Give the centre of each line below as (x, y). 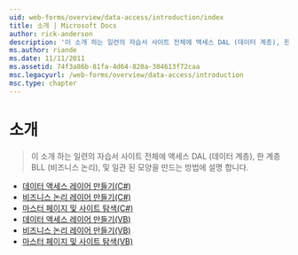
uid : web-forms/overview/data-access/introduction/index (117, 17)
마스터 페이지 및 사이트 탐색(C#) (78, 208)
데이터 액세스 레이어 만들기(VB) (76, 219)
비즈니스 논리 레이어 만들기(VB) (76, 230)
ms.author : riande (43, 50)
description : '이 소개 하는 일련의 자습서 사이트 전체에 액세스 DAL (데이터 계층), (145, 42)
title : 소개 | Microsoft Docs (63, 26)
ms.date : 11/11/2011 (47, 58)
